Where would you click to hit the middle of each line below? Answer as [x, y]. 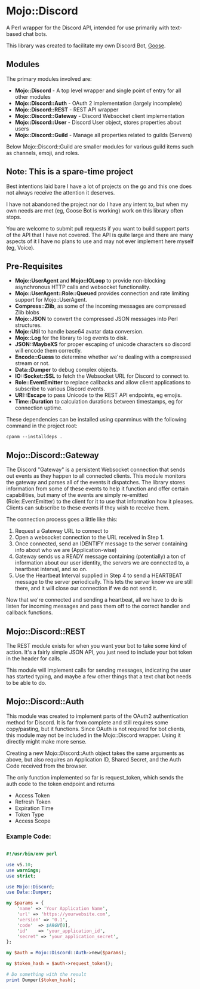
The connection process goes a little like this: [62, 520]
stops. [14, 217]
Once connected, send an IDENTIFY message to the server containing [101, 544]
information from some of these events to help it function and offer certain [98, 489]
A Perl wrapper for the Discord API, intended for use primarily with [88, 28]
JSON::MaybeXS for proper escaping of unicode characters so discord [103, 344]
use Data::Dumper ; [29, 892]
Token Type [29, 814]
